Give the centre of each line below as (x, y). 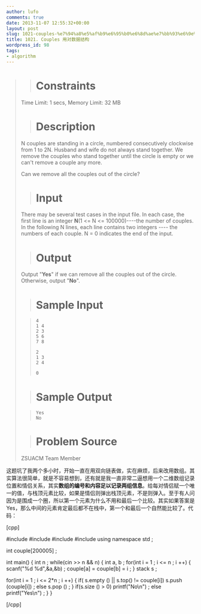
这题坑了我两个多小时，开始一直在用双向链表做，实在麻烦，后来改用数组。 (98, 471)
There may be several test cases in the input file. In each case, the (103, 215)
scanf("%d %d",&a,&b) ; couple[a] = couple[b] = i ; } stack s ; (82, 569)
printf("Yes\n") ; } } (29, 593)
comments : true (25, 17)
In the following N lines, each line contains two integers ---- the (99, 227)
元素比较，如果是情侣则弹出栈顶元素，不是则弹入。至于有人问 (119, 493)
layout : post (22, 28)
